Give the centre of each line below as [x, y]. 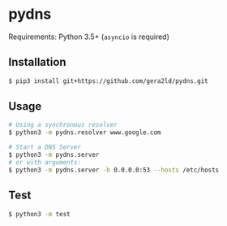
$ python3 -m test [39, 214]
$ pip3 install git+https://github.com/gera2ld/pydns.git [108, 81]
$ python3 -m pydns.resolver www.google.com [85, 133]
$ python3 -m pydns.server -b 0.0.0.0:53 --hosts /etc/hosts [114, 170]
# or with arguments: [45, 162]
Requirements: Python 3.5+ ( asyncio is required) [89, 37]
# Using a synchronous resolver [63, 125]
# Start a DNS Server [45, 147]
